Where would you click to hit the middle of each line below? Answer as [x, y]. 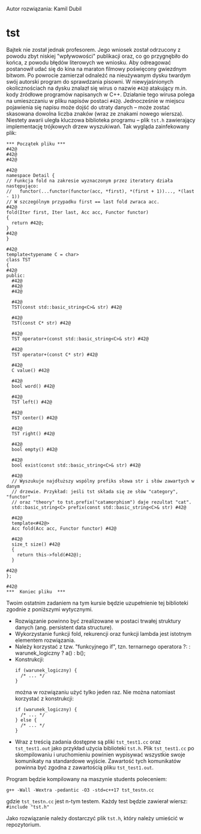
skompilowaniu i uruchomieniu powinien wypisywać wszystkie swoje [100, 755]
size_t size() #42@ [36, 544]
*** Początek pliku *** [36, 144]
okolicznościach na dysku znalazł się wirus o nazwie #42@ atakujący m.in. [97, 88]
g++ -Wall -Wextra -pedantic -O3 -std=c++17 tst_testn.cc [80, 790]
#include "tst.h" [28, 807]
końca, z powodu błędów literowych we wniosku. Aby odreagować [88, 62]
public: [16, 275]
